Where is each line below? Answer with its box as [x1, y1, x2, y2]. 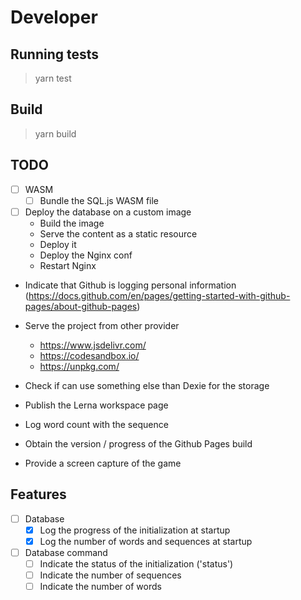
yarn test [34, 72, 72, 84]
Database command [24, 546, 108, 558]
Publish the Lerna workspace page [24, 399, 169, 411]
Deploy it [39, 238, 77, 250]
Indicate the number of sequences [39, 569, 182, 581]
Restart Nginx [39, 259, 97, 271]
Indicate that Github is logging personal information [24, 279, 237, 291]
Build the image [39, 217, 105, 229]
